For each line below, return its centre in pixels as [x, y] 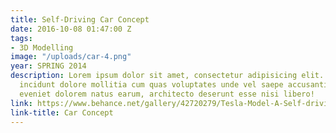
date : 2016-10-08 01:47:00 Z [71, 29]
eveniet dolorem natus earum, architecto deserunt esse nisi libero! [167, 94]
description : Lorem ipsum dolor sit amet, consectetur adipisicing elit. [167, 76]
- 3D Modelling [42, 47]
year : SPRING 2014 [48, 66]
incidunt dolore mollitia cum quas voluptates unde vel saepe [151, 85]
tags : [21, 38]
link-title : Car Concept [62, 112]
